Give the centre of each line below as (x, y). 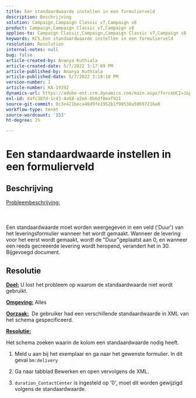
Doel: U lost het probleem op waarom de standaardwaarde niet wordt (90, 284)
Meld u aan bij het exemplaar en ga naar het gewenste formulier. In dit (98, 354)
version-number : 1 (28, 83)
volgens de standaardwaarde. (50, 389)
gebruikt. (17, 291)
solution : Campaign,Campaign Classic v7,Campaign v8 (71, 22)
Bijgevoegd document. (33, 252)
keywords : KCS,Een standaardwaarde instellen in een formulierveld (90, 39)
